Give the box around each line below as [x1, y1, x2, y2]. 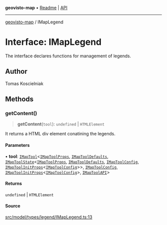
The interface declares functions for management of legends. [5, 53, 131, 59]
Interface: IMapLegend [5, 36, 102, 48]
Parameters [5, 142, 30, 148]
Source [5, 203, 21, 209]
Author [5, 67, 27, 76]
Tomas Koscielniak [5, 80, 44, 87]
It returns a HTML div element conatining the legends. [5, 131, 116, 137]
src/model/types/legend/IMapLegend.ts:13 [5, 214, 93, 220]
